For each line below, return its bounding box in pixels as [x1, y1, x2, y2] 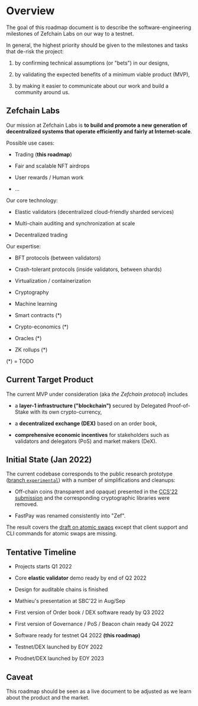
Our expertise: [6, 242, 41, 250]
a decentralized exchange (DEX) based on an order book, [14, 420, 158, 427]
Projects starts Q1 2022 [14, 563, 72, 570]
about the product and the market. [6, 694, 90, 701]
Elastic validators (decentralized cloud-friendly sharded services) [14, 208, 174, 215]
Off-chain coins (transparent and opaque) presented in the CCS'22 [14, 488, 178, 496]
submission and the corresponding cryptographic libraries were [14, 494, 170, 501]
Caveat [6, 672, 34, 682]
